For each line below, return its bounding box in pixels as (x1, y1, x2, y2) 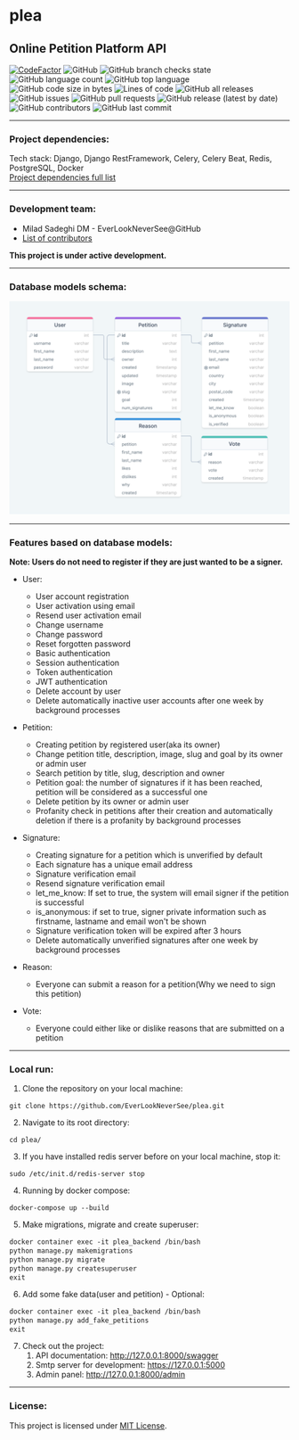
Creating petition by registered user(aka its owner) (35, 739, 221, 750)
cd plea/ (9, 1136, 42, 1145)
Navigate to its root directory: (21, 1117, 130, 1128)
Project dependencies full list (9, 172, 116, 183)
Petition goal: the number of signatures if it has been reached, (35, 778, 263, 788)
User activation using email (35, 601, 135, 612)
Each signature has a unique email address (35, 860, 193, 870)
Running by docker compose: (21, 1185, 131, 1196)
